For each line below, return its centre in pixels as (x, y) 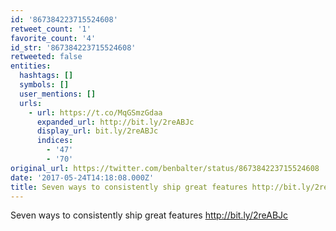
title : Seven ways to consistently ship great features (129, 187)
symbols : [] (44, 85)
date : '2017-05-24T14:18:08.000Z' (82, 177)
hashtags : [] (46, 76)
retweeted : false (46, 57)
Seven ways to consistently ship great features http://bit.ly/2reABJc (149, 215)
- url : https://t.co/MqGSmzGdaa (95, 112)
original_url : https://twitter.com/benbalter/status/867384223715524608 (165, 168)
